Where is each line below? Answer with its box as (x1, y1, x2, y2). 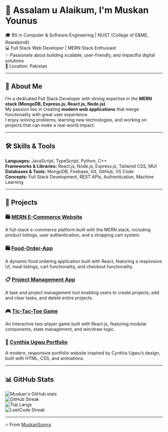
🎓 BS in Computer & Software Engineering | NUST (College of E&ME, (5, 32, 148, 38)
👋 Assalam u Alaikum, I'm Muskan (5, 5, 149, 16)
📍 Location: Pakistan (5, 63, 47, 69)
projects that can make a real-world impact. (5, 122, 95, 128)
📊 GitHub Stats (5, 375, 54, 383)
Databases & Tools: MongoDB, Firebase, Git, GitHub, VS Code (5, 168, 134, 174)
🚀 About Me (5, 82, 42, 91)
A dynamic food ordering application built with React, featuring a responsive (5, 258, 162, 264)
